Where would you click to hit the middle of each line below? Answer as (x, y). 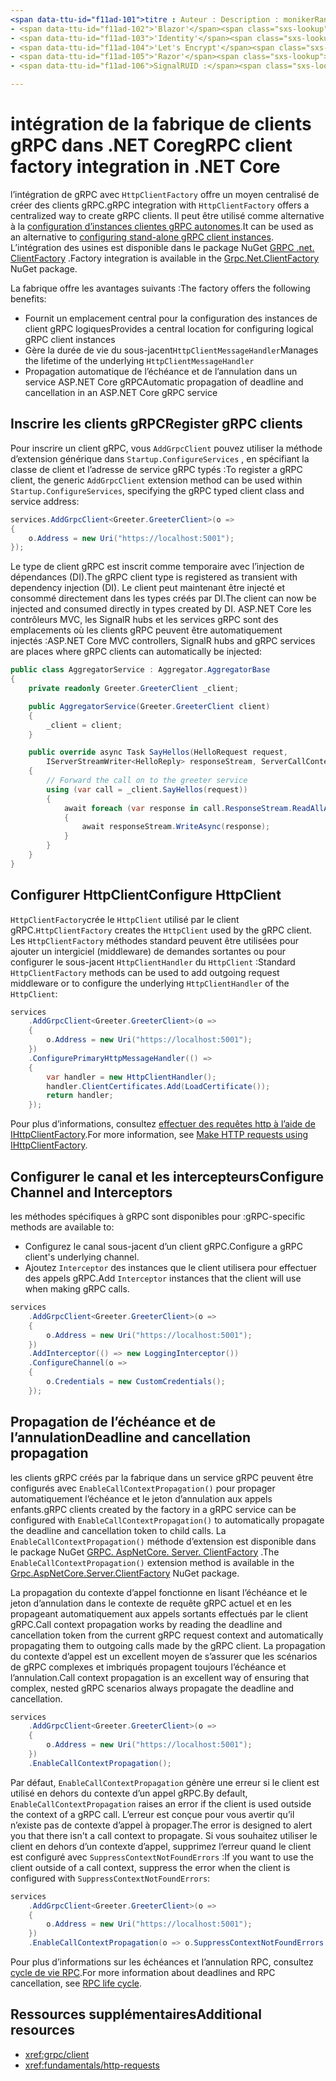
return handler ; (80, 1096)
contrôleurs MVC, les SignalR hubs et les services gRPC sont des (144, 620)
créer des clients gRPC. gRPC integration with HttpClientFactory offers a (160, 205)
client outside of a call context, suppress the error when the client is (150, 1867)
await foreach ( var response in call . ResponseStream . (178, 808)
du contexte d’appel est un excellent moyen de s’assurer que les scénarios (164, 1656)
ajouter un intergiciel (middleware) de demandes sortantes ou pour (148, 951)
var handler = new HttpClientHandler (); (131, 1077)
